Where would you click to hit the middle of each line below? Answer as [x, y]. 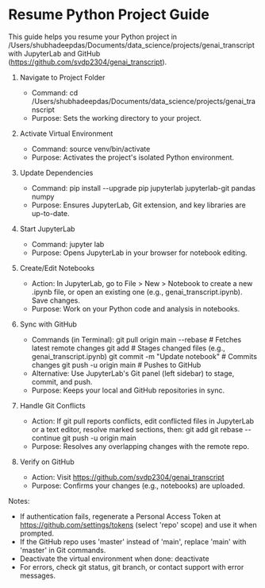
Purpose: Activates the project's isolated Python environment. [133, 157]
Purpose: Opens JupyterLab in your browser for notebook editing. [139, 253]
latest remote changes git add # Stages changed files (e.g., [128, 348]
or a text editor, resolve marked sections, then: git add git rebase [137, 429]
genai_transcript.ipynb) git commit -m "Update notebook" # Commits [144, 356]
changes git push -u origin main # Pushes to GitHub [116, 365]
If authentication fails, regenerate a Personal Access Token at [120, 516]
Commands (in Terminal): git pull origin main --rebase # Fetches [136, 339]
